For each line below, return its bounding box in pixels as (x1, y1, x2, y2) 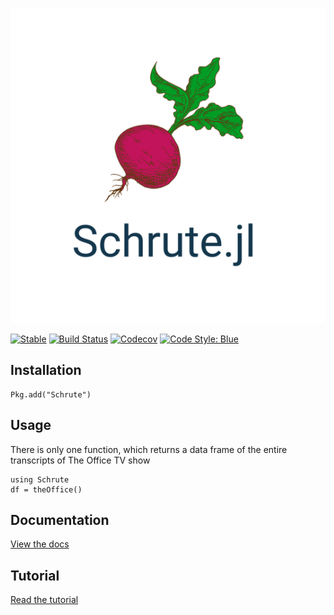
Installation (10, 362, 82, 379)
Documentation (10, 512, 110, 529)
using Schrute (10, 474, 70, 485)
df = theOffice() (10, 484, 83, 495)
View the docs (10, 538, 70, 550)
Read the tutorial (10, 594, 79, 606)
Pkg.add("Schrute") (10, 389, 92, 400)
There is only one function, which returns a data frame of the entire (10, 443, 288, 455)
